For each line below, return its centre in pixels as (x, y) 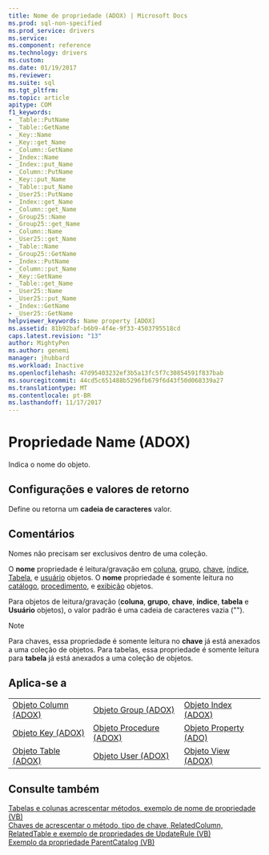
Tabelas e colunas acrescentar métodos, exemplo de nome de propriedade (132, 809)
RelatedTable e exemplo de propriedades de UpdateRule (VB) (110, 834)
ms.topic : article (39, 98)
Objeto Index (208, 704)
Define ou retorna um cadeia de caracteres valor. (90, 508)
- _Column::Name (35, 232)
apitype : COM (30, 105)
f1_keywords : (30, 113)
